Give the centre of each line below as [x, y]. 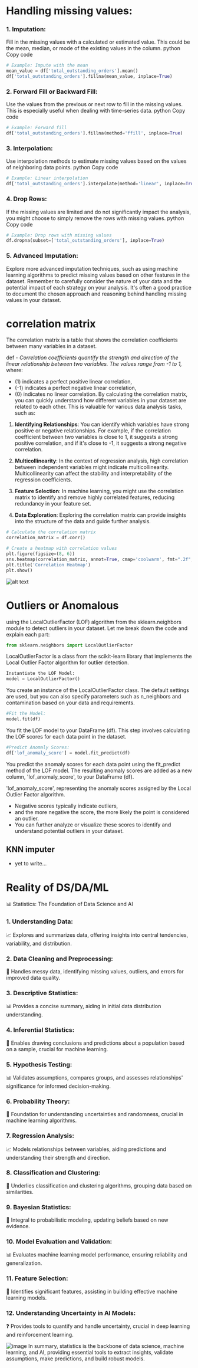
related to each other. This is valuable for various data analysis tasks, [98, 407]
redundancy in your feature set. [53, 504]
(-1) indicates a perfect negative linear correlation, [75, 388]
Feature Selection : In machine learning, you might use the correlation [99, 491]
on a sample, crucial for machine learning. [57, 1049]
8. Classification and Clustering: [53, 1173]
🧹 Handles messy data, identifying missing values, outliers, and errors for [95, 972]
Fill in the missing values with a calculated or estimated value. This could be [98, 42]
